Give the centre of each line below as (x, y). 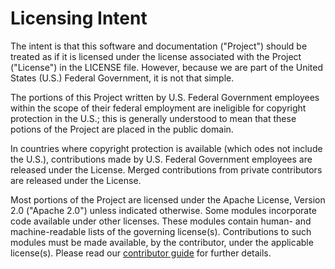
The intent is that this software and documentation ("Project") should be (159, 46)
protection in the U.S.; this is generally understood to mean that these (153, 118)
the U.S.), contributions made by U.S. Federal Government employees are (161, 159)
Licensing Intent (79, 18)
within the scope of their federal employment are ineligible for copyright (158, 108)
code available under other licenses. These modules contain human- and (161, 221)
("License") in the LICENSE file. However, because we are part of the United (167, 67)
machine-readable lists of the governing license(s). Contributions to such (161, 231)
